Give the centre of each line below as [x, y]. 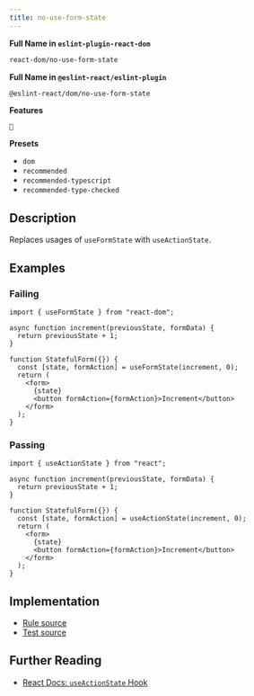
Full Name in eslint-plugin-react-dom [80, 43]
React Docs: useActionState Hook [85, 682]
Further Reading [56, 660]
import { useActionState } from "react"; [88, 464]
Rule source [44, 622]
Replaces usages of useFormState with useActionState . [110, 240]
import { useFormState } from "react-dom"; [92, 312]
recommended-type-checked [70, 191]
